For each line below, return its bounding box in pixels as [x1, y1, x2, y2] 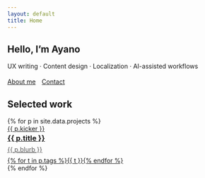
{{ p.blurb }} [7, 145, 42, 153]
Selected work [7, 98, 73, 110]
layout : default [7, 10, 55, 18]
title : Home [7, 17, 42, 24]
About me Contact [7, 77, 65, 86]
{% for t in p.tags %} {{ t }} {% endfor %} [7, 156, 124, 165]
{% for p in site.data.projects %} [7, 117, 101, 126]
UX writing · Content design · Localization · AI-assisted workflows [7, 62, 199, 71]
